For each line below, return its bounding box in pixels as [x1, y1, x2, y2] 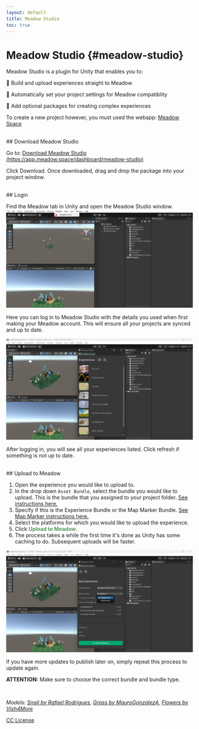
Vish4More [6, 705, 33, 712]
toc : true [6, 22, 31, 28]
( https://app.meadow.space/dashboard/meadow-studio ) [6, 156, 144, 163]
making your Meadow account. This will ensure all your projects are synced [6, 320, 191, 327]
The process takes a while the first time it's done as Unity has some [14, 531, 181, 539]
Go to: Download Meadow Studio [6, 149, 87, 157]
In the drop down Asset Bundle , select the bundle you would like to [14, 488, 178, 495]
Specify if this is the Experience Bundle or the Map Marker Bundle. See [14, 507, 188, 514]
